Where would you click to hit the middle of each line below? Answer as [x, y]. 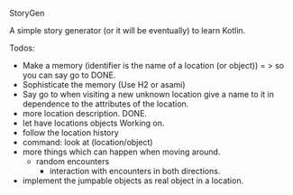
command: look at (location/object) [87, 142]
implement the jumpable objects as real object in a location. [133, 181]
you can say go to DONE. [69, 75]
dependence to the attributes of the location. [105, 104]
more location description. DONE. [84, 113]
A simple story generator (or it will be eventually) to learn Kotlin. [128, 30]
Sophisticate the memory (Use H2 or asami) [104, 84]
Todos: [22, 48]
